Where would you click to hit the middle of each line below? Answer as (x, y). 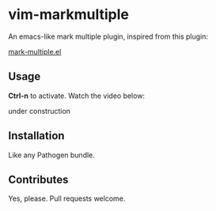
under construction (40, 111)
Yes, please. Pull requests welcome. (67, 198)
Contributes (38, 179)
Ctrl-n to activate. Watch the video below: (76, 96)
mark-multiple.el (35, 51)
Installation (36, 136)
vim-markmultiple (68, 15)
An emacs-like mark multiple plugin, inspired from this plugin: (108, 36)
